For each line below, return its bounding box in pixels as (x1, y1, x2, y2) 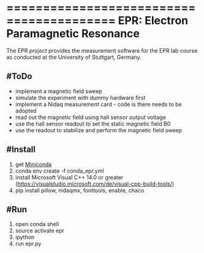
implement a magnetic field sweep (15, 87, 102, 95)
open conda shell (15, 221, 59, 228)
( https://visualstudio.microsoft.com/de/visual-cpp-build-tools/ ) (15, 180, 175, 187)
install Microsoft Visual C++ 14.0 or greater (15, 173, 124, 181)
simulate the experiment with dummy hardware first (15, 94, 146, 101)
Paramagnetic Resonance (6, 27, 140, 40)
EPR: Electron (118, 13, 189, 28)
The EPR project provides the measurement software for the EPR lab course (6, 47, 198, 54)
